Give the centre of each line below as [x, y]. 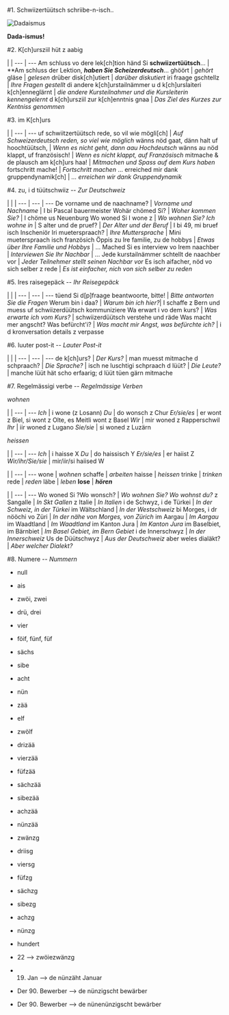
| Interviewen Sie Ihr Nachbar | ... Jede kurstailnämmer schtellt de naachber [114, 254]
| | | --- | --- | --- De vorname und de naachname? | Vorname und [100, 203]
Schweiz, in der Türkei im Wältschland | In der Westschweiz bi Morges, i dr [112, 509]
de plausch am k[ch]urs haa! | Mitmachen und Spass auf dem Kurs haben [111, 162]
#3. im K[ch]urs [29, 120]
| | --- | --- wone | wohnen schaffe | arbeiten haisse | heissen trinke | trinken [114, 474]
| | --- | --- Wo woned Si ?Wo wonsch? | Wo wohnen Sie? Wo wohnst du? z [112, 495]
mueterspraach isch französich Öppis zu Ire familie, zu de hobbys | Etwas [111, 240]
